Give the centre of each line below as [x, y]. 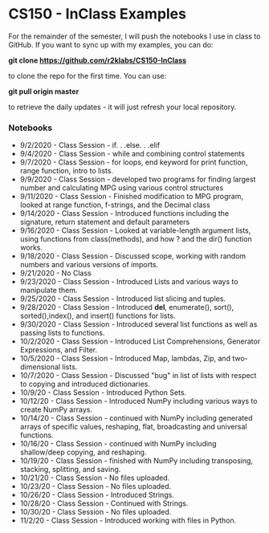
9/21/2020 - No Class [55, 273]
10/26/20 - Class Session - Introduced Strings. [97, 495]
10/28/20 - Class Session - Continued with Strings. [104, 503]
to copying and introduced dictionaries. [85, 384]
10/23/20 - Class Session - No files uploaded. [96, 486]
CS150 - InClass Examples [98, 14]
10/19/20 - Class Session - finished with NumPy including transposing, [137, 461]
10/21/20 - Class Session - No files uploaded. [95, 478]
